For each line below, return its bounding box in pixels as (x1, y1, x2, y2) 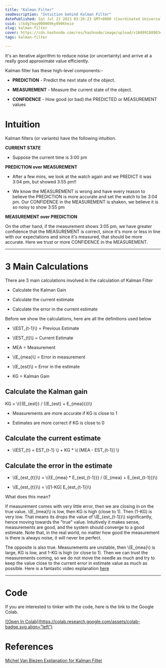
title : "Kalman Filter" (5, 7, 54, 12)
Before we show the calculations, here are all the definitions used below (5, 315, 152, 321)
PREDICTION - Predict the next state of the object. (12, 77, 116, 83)
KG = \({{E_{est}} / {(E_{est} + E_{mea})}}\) (5, 401, 92, 406)
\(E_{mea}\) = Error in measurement (12, 354, 85, 360)
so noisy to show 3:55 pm (12, 204, 65, 210)
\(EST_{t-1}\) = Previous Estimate (12, 325, 80, 331)
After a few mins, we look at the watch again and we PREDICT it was (12, 174, 152, 179)
